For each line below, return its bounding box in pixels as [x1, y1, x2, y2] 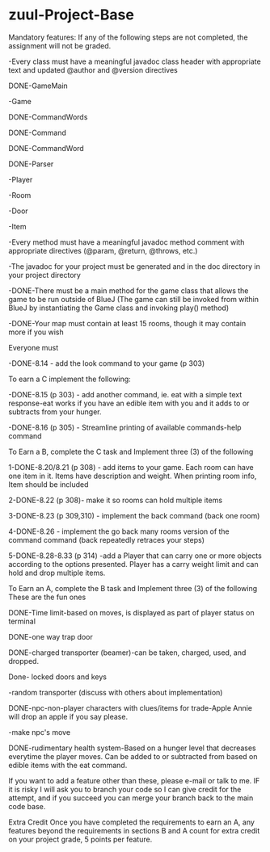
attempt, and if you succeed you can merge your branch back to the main [8, 793, 254, 803]
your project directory [8, 270, 81, 279]
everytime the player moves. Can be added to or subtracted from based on [8, 751, 258, 761]
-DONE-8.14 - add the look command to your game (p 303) [8, 358, 205, 368]
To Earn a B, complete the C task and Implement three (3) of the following [8, 447, 254, 456]
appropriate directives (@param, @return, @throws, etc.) [8, 246, 198, 255]
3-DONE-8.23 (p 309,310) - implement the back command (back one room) [8, 510, 260, 520]
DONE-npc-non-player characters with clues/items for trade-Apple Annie [8, 703, 253, 712]
